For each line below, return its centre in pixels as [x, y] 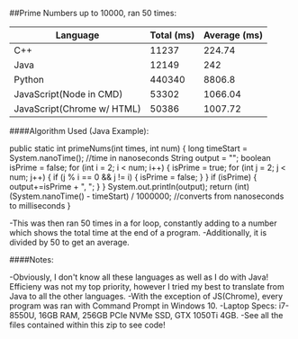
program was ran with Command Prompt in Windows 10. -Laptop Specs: [143, 306]
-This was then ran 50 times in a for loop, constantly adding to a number [143, 223]
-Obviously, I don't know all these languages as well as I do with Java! [139, 277]
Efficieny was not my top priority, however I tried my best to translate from [147, 286]
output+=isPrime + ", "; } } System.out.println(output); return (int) [130, 187]
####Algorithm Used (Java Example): [79, 131]
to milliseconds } [40, 205]
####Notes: [32, 259]
